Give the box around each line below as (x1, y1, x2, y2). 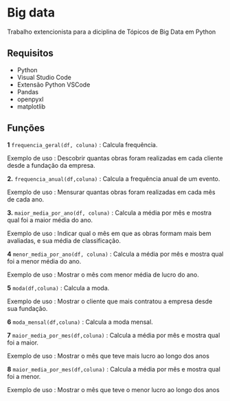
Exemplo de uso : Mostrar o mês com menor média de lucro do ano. (7, 270, 199, 279)
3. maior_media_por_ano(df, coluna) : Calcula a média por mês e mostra (7, 208, 211, 217)
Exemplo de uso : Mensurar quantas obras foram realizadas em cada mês (7, 188, 216, 196)
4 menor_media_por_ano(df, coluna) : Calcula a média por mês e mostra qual (7, 250, 224, 258)
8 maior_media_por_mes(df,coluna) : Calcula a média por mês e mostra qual (7, 365, 221, 373)
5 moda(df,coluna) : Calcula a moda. (7, 283, 110, 292)
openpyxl (16, 95, 44, 103)
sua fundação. (7, 304, 48, 312)
